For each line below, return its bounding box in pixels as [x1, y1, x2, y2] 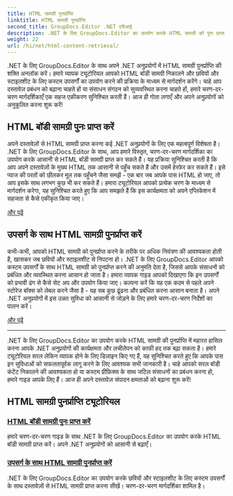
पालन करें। [7, 301, 33, 310]
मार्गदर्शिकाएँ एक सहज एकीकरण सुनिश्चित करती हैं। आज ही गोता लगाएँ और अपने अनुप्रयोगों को [19, 93, 224, 101]
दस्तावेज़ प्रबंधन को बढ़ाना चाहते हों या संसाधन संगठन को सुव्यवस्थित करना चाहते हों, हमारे [7, 85, 201, 93]
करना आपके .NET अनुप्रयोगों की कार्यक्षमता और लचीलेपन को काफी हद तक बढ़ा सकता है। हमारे [7, 344, 216, 352]
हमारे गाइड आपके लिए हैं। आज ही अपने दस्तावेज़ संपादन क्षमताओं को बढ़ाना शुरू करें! [7, 375, 191, 383]
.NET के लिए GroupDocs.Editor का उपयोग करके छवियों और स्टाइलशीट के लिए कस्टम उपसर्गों [7, 474, 225, 482]
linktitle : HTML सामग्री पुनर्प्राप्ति [7, 17, 86, 24]
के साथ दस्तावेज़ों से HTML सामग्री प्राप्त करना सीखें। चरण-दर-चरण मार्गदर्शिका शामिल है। [7, 481, 206, 490]
